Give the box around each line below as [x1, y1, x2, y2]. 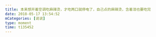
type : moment [5, 20, 32, 25]
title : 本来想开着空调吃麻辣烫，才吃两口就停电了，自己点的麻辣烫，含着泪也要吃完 [5, 7, 151, 12]
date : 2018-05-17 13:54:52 [5, 12, 60, 16]
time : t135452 [5, 25, 34, 30]
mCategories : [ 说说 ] [5, 16, 45, 21]
